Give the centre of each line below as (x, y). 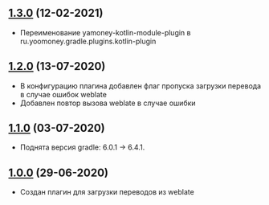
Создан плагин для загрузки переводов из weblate (107, 192)
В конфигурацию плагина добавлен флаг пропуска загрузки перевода (141, 86)
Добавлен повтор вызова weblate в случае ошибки (108, 103)
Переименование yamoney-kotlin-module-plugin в (105, 32)
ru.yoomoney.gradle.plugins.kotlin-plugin (88, 41)
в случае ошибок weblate (63, 94)
